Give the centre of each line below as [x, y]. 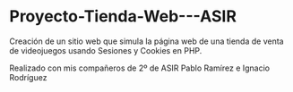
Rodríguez [28, 77]
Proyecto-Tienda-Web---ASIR [123, 17]
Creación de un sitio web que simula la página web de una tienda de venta [146, 41]
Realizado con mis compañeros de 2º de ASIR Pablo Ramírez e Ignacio [140, 68]
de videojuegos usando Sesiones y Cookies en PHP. [106, 50]
